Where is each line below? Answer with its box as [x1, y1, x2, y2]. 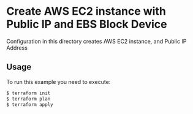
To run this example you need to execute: [6, 78, 111, 85]
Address [6, 44, 28, 51]
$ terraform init [6, 90, 51, 96]
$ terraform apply [6, 101, 53, 108]
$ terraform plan [6, 96, 51, 102]
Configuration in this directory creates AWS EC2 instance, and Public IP [6, 37, 187, 45]
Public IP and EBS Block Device [6, 17, 167, 31]
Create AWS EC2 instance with [6, 4, 167, 18]
